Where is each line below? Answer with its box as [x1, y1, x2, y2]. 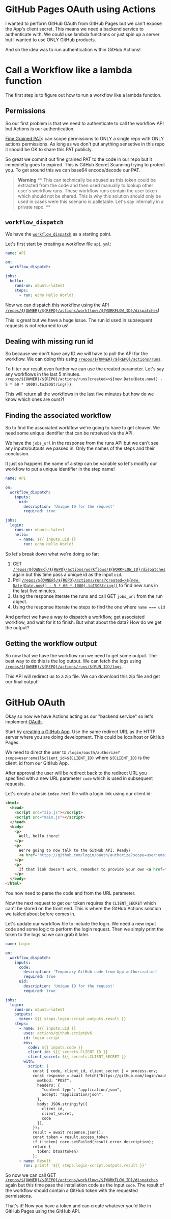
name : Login [5, 941, 31, 946]
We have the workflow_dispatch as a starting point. [5, 230, 112, 237]
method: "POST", [37, 1078, 72, 1083]
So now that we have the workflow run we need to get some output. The [5, 653, 157, 659]
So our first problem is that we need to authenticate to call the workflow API [5, 120, 164, 126]
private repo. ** [17, 204, 51, 210]
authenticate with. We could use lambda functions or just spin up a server [5, 31, 160, 37]
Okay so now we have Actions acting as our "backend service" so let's [5, 713, 154, 719]
